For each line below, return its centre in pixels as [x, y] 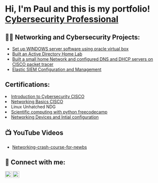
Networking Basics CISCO [37, 101]
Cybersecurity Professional [62, 19]
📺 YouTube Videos [34, 133]
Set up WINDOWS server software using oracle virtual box [70, 49]
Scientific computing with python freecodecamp [59, 112]
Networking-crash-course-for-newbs [49, 147]
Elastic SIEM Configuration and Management [57, 69]
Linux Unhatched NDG [33, 107]
